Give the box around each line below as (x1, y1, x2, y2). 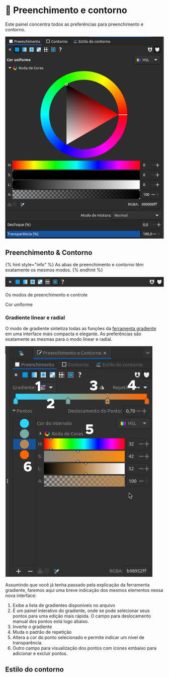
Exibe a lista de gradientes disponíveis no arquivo (12, 603, 116, 609)
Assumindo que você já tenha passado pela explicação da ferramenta (5, 582, 150, 588)
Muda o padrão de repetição (12, 629, 72, 635)
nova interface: (5, 592, 37, 598)
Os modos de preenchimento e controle (5, 292, 88, 298)
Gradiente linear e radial (5, 314, 65, 321)
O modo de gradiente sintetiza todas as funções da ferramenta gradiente (5, 326, 156, 332)
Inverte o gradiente (12, 624, 52, 630)
